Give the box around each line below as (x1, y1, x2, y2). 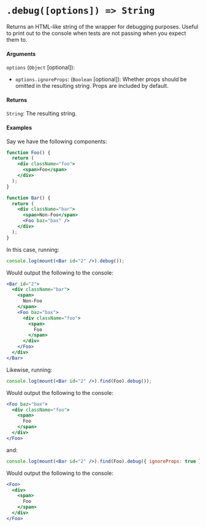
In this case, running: (6, 246, 59, 253)
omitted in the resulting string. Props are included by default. (15, 82, 169, 90)
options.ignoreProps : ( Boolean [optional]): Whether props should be (15, 76, 187, 83)
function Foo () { (6, 149, 51, 155)
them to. (6, 36, 28, 43)
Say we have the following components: (6, 138, 107, 145)
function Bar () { (6, 195, 51, 201)
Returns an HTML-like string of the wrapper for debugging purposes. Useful (6, 23, 199, 30)
